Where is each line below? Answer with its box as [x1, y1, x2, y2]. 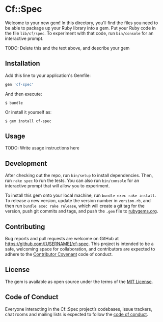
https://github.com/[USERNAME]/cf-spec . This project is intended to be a [5, 241, 154, 247]
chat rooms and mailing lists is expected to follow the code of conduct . [5, 311, 148, 317]
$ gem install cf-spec [5, 118, 52, 124]
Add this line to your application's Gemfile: [5, 72, 91, 78]
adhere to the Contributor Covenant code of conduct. [5, 251, 113, 257]
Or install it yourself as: [5, 109, 52, 115]
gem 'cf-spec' [5, 82, 34, 87]
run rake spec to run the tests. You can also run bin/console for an [5, 178, 139, 183]
